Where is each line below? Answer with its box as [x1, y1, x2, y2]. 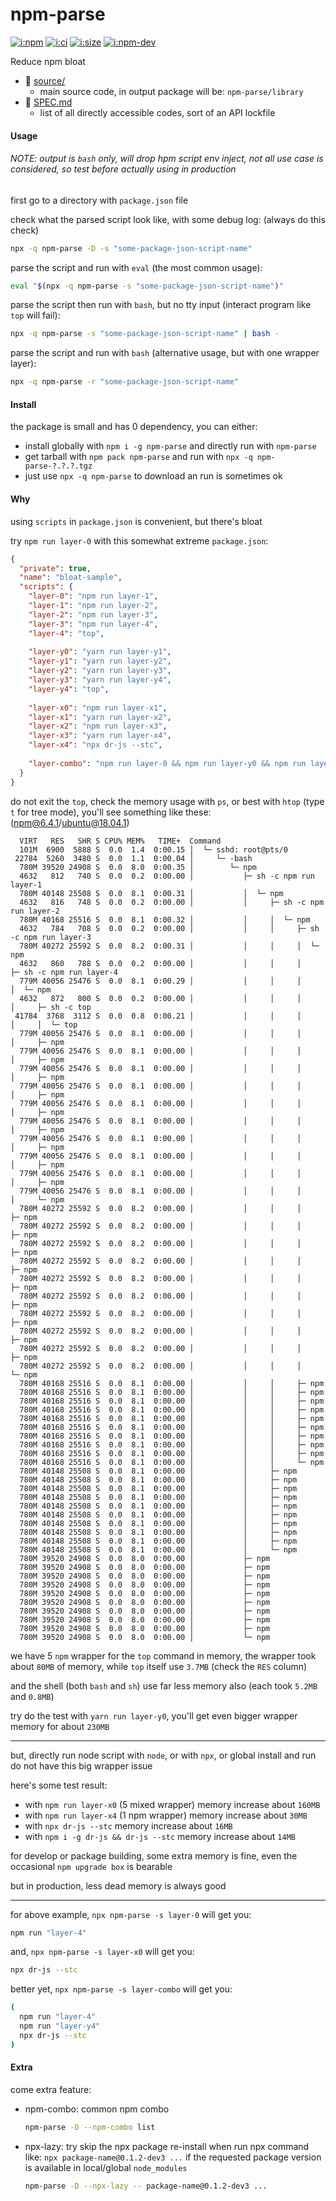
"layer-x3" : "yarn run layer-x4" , [28, 731, 172, 741]
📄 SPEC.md [24, 96, 73, 108]
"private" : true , [19, 563, 92, 573]
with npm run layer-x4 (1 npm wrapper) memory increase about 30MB [24, 1809, 308, 1821]
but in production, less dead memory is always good [10, 1879, 227, 1892]
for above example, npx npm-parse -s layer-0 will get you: [10, 1908, 252, 1920]
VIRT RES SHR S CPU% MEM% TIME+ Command [19, 836, 222, 846]
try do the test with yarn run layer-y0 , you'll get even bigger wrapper [10, 1709, 298, 1722]
